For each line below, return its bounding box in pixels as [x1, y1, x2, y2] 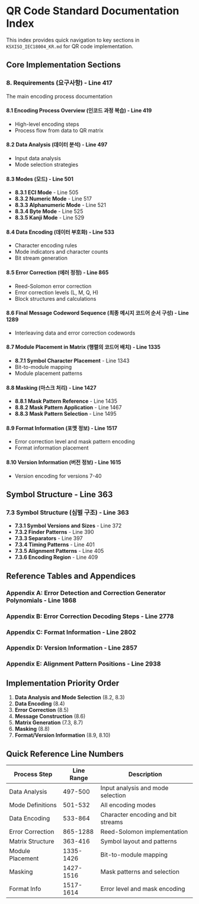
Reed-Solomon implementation [100, 827, 188, 836]
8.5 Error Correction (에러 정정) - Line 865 [6, 269, 109, 276]
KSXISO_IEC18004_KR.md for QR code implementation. [6, 43, 134, 50]
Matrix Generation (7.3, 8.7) [14, 719, 84, 726]
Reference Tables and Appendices [6, 571, 136, 581]
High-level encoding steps [14, 120, 79, 128]
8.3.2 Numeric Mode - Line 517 [14, 195, 92, 202]
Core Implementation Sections [6, 60, 121, 70]
